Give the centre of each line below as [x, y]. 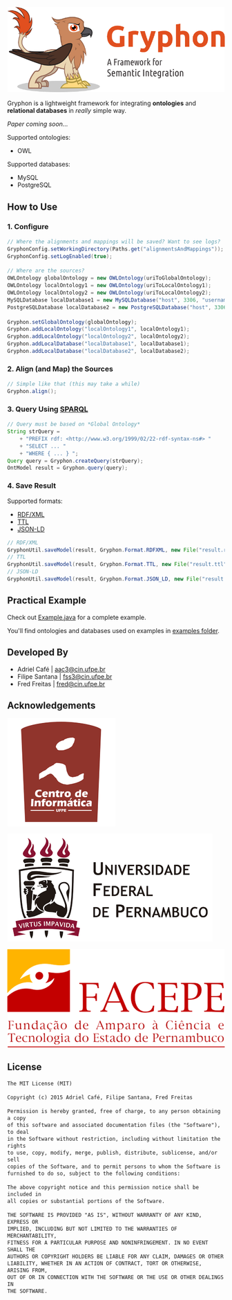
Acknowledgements [51, 705]
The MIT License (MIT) [40, 1084]
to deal [18, 1132]
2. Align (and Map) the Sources [60, 369]
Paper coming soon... [38, 124]
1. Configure [28, 226]
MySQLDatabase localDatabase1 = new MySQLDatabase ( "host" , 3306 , [103, 300]
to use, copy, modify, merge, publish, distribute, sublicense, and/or [112, 1153]
